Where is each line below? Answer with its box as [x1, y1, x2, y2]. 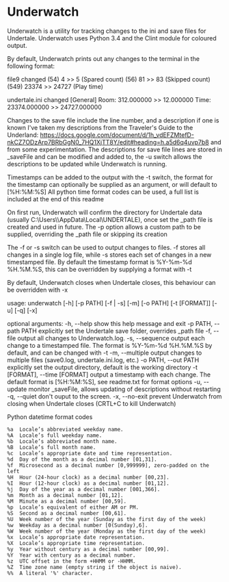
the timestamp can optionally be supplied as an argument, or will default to [7, 180, 217, 188]
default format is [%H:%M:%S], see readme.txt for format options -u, [7, 377, 202, 385]
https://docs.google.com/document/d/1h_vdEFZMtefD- [40, 131, 195, 139]
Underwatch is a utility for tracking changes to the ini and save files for [7, 27, 206, 35]
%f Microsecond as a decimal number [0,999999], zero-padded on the [7, 461, 210, 469]
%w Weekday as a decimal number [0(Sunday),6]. [7, 522, 148, 529]
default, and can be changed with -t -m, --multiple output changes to [7, 349, 202, 357]
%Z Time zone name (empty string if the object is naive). [7, 564, 183, 570]
